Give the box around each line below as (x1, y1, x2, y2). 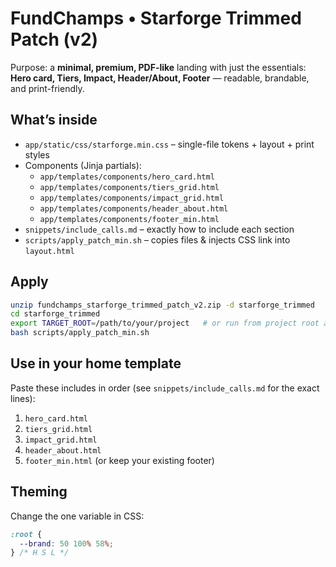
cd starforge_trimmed (10, 309, 101, 319)
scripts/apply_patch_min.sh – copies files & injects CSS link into (24, 233, 291, 246)
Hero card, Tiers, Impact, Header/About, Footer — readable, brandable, (10, 72, 310, 84)
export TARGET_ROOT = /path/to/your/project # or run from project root (10, 318, 320, 329)
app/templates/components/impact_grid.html (39, 193, 225, 203)
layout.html (24, 246, 75, 256)
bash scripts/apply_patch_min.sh (10, 328, 150, 338)
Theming (10, 483, 68, 501)
